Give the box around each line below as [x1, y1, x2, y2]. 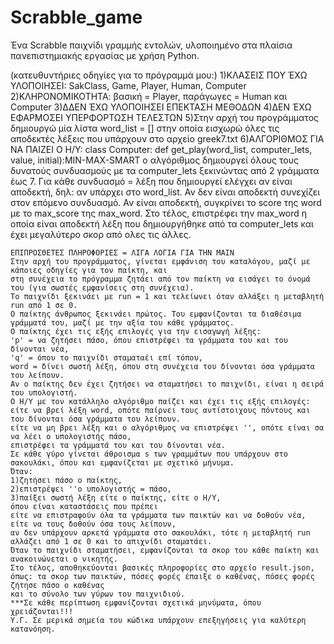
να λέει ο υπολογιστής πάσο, [10, 431, 132, 441]
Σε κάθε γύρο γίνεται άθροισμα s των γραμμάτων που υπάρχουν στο [10, 449, 288, 459]
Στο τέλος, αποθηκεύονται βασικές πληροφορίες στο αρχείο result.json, [10, 562, 315, 573]
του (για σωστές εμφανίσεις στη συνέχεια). [10, 282, 195, 293]
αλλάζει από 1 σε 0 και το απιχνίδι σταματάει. [10, 536, 213, 546]
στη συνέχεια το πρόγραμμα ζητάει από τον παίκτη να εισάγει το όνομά [10, 274, 311, 284]
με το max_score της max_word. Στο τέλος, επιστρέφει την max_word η [10, 207, 308, 219]
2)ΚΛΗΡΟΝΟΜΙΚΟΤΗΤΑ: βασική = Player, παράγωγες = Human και [10, 90, 288, 102]
